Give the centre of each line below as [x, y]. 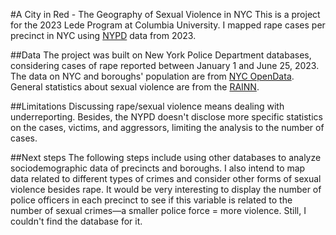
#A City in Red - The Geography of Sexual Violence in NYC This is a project [165, 14]
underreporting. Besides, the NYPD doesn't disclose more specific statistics [166, 117]
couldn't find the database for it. [76, 221]
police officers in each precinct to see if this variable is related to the [151, 200]
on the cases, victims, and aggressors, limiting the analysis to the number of [167, 127]
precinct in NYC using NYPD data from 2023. [103, 35]
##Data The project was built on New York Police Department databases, [161, 55]
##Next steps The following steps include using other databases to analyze [166, 157]
